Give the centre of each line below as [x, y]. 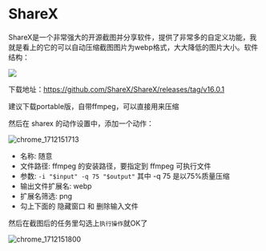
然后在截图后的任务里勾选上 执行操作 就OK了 [78, 223]
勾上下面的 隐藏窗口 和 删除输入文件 [79, 206]
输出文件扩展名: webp [56, 186]
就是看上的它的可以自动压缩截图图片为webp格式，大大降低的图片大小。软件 [133, 47]
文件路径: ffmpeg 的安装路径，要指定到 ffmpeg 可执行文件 [115, 166]
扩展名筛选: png [46, 196]
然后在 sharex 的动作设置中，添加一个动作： [81, 123]
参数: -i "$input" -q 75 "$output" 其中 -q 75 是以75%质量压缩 [125, 176]
